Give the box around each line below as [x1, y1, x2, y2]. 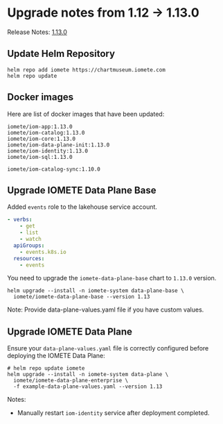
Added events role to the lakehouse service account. [7, 203, 158, 211]
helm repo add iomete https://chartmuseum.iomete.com [7, 66, 166, 74]
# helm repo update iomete [7, 365, 85, 372]
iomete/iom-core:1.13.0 [7, 135, 76, 142]
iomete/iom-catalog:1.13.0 [7, 129, 85, 136]
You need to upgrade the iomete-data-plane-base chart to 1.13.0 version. [7, 274, 217, 282]
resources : [13, 255, 45, 262]
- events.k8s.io [19, 248, 67, 255]
